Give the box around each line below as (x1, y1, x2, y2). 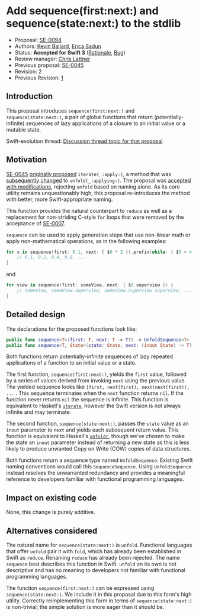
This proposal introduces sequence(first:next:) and (6, 107, 135, 114)
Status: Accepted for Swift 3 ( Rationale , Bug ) (14, 49, 126, 56)
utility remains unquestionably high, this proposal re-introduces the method (6, 189, 190, 196)
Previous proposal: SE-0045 (14, 61, 84, 69)
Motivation (6, 155, 47, 165)
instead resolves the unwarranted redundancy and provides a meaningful (6, 470, 185, 477)
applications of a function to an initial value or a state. (6, 359, 137, 366)
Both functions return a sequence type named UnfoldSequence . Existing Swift (6, 457, 193, 464)
